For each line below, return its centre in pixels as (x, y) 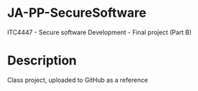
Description (42, 61)
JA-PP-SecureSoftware (77, 13)
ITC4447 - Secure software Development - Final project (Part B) (100, 32)
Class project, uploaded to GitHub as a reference (78, 80)
